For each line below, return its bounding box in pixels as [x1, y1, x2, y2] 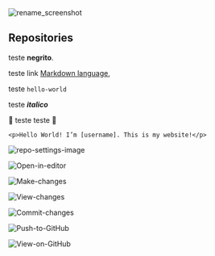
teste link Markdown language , [8, 68, 111, 78]
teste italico [8, 99, 48, 109]
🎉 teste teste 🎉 [8, 115, 57, 124]
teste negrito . [8, 52, 54, 62]
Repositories [8, 31, 74, 45]
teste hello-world [8, 84, 67, 94]
